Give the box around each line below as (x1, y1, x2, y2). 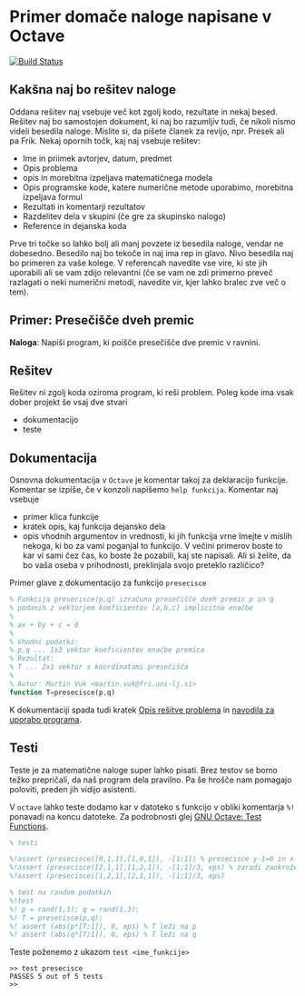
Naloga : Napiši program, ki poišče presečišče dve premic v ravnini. (9, 336, 261, 347)
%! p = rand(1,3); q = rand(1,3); (9, 904, 141, 914)
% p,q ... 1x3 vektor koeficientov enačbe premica (9, 645, 205, 655)
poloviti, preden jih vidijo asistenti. (9, 783, 137, 794)
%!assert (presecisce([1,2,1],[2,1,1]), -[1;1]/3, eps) (9, 871, 225, 881)
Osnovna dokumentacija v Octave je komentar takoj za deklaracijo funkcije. (9, 474, 289, 485)
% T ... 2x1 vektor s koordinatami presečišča (9, 662, 189, 672)
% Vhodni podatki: (9, 637, 79, 646)
